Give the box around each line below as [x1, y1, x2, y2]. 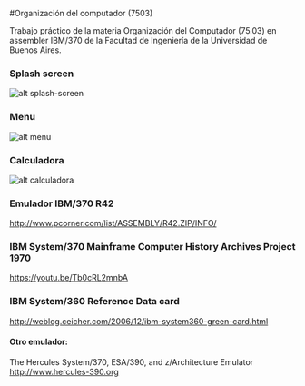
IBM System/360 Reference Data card [9, 295, 180, 308]
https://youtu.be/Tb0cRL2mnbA [9, 272, 129, 283]
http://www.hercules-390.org [9, 366, 120, 377]
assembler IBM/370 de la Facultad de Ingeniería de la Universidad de [9, 35, 268, 45]
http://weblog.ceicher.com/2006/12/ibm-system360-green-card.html [9, 315, 269, 326]
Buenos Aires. [9, 45, 62, 55]
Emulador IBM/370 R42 [9, 197, 114, 210]
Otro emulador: [9, 336, 68, 348]
